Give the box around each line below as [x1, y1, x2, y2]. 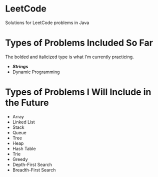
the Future [5, 97, 49, 108]
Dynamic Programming [12, 69, 60, 75]
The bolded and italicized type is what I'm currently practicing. [5, 54, 134, 60]
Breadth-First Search [12, 166, 56, 173]
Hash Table [12, 145, 36, 151]
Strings [12, 63, 28, 69]
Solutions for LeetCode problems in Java [5, 20, 89, 26]
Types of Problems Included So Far [5, 37, 153, 49]
